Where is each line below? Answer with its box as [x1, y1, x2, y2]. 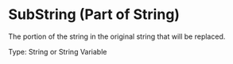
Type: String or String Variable [8, 47, 107, 56]
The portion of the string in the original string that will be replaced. [8, 32, 226, 41]
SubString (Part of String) [8, 6, 181, 24]
